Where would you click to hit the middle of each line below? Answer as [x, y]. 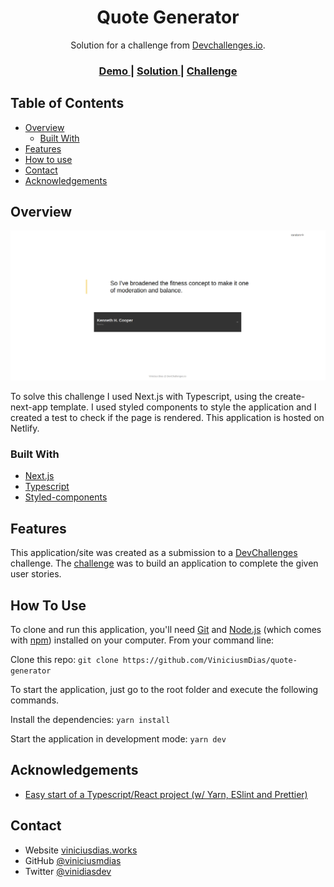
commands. [35, 700]
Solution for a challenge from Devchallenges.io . [168, 45]
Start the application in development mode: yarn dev [118, 739]
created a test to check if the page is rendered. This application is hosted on [167, 418]
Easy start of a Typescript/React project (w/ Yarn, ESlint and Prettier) [166, 794]
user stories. [36, 574]
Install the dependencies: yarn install [90, 720]
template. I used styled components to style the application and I [183, 407]
